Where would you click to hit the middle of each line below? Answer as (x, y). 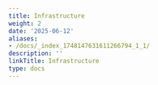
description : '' (36, 53)
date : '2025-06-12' (41, 31)
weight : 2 (25, 23)
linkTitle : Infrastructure (54, 62)
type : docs (27, 69)
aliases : (23, 38)
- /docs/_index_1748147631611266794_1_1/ (79, 46)
